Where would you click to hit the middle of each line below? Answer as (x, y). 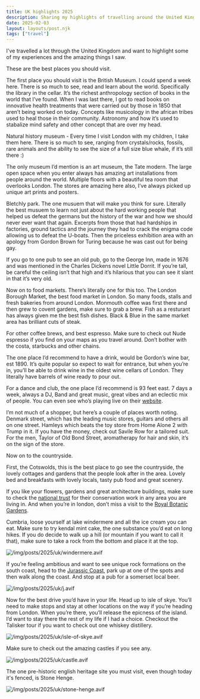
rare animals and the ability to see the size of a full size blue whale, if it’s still (100, 149)
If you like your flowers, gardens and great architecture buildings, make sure (100, 491)
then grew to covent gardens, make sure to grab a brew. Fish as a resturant (98, 309)
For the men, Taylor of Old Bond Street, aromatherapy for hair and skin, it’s (97, 438)
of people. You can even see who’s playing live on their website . (85, 401)
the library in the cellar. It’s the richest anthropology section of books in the (98, 93)
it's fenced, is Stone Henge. (40, 678)
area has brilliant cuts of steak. (44, 322)
